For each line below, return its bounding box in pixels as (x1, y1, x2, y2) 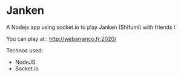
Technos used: (6, 46, 44, 54)
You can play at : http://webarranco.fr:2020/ (6, 35, 117, 42)
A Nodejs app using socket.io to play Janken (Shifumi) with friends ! (6, 23, 176, 31)
